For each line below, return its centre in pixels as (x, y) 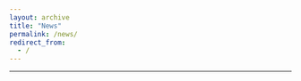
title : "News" (36, 26)
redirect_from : (38, 42)
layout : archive (39, 17)
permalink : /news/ (43, 34)
